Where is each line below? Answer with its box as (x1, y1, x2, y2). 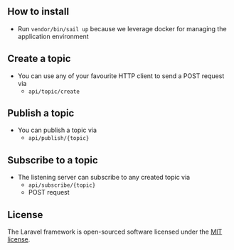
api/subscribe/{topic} (28, 182, 96, 189)
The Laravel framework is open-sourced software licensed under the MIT (7, 227, 223, 237)
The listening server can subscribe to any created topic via (17, 173, 191, 182)
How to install (7, 6, 70, 18)
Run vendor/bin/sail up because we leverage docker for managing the (17, 24, 227, 33)
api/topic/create (28, 88, 80, 95)
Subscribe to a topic (7, 154, 98, 166)
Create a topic (7, 53, 71, 65)
